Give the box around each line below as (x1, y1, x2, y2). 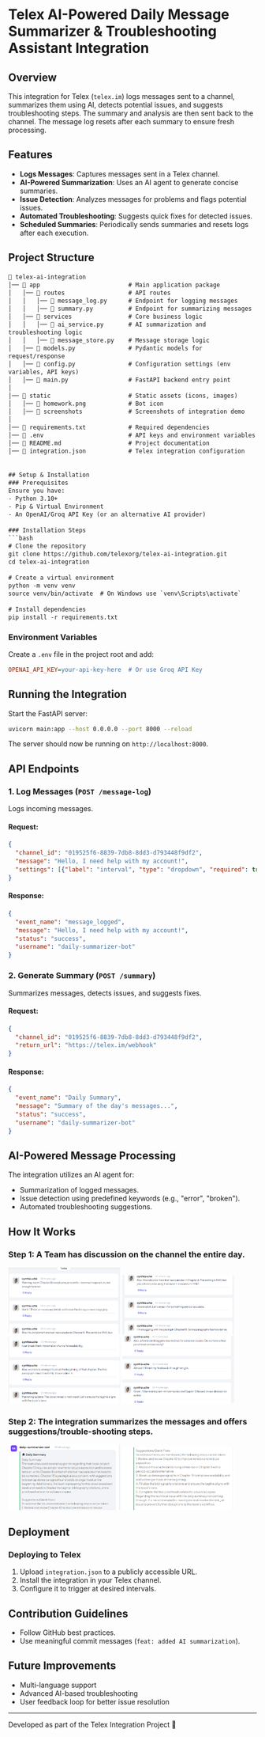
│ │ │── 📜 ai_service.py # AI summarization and (8, 320, 207, 328)
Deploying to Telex (8, 1549, 81, 1560)
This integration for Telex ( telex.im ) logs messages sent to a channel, (8, 92, 235, 101)
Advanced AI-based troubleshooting (19, 1688, 138, 1698)
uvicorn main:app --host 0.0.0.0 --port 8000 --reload (8, 725, 192, 733)
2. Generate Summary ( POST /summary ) (8, 970, 156, 981)
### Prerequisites (8, 479, 69, 487)
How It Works (8, 1225, 77, 1238)
